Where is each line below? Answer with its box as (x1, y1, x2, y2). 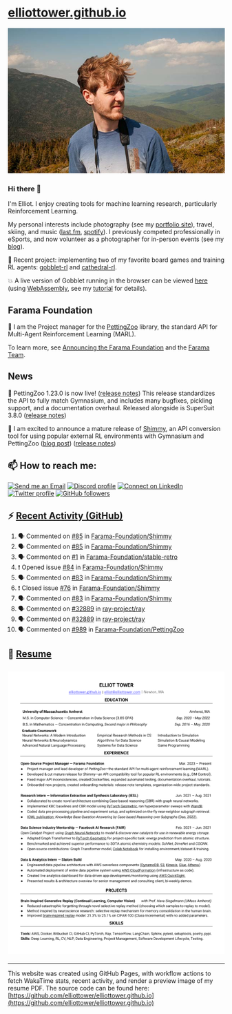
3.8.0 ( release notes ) (8, 411, 67, 419)
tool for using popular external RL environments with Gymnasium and (8, 432, 204, 440)
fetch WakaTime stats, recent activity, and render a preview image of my (8, 976, 213, 985)
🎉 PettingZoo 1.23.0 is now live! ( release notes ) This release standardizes (8, 389, 215, 397)
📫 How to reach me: (8, 460, 97, 472)
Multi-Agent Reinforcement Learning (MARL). (8, 330, 136, 338)
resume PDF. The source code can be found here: (8, 984, 150, 992)
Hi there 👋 (8, 184, 42, 193)
